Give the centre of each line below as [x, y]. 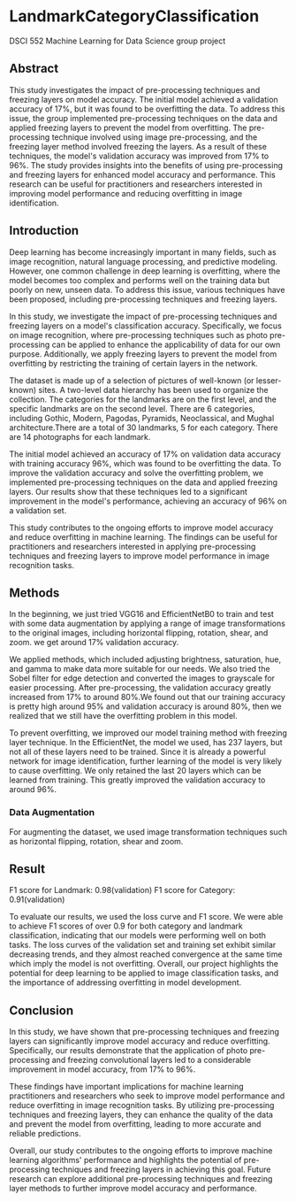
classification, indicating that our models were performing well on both [138, 936]
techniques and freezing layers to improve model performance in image [139, 556]
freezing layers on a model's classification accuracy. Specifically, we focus [146, 326]
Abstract [34, 69]
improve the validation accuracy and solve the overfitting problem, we [136, 473]
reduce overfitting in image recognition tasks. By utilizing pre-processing [142, 1106]
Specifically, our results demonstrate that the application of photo [129, 1051]
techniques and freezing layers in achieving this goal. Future [161, 1169]
